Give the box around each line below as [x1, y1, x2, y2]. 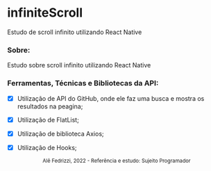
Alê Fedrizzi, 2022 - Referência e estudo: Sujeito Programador [42, 157, 191, 164]
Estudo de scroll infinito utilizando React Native [7, 28, 142, 36]
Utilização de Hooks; [17, 143, 78, 152]
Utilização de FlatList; [17, 115, 80, 124]
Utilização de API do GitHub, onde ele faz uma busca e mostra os [17, 94, 205, 102]
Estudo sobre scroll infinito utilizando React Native [7, 61, 151, 70]
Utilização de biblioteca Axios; [17, 129, 104, 138]
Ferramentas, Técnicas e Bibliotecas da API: [7, 79, 159, 88]
